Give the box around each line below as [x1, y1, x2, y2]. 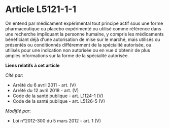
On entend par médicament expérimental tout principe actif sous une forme [5, 20, 163, 26]
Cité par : [5, 72, 24, 78]
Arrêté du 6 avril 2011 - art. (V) [12, 82, 76, 88]
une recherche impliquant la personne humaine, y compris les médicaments [5, 31, 164, 37]
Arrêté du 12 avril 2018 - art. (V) [12, 87, 79, 93]
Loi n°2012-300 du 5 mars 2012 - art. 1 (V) [12, 117, 102, 123]
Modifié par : [5, 108, 31, 114]
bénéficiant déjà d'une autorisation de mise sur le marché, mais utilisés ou [5, 36, 160, 42]
